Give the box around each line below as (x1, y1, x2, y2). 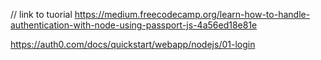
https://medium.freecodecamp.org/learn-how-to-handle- (74, 9, 311, 20)
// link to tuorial (10, 9, 73, 20)
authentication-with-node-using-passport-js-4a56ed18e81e (10, 19, 258, 31)
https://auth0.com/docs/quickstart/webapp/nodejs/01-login (10, 39, 256, 50)
